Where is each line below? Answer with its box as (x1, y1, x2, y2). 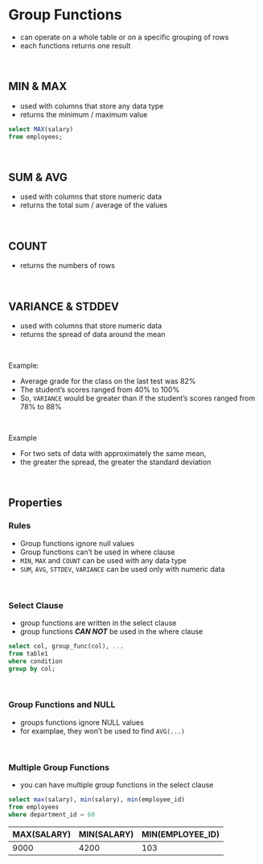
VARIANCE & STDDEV (8, 299, 119, 313)
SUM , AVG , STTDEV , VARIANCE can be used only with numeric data (19, 564, 225, 574)
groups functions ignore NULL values (19, 718, 145, 727)
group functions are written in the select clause (19, 618, 177, 627)
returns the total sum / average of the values (19, 200, 168, 210)
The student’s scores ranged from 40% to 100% (19, 385, 180, 394)
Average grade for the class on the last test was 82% (19, 376, 196, 385)
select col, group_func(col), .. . (8, 642, 125, 650)
